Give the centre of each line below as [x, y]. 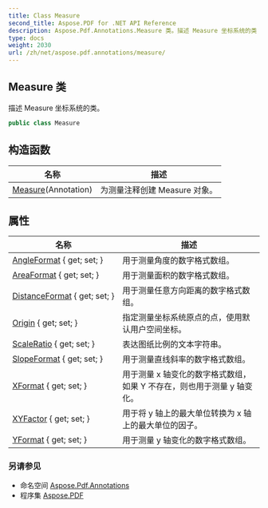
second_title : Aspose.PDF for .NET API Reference [93, 23]
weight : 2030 [30, 46]
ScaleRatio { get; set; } [54, 344]
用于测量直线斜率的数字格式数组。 [186, 359]
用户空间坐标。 [158, 330]
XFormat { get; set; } [50, 386]
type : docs [26, 38]
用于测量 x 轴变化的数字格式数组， [187, 375]
